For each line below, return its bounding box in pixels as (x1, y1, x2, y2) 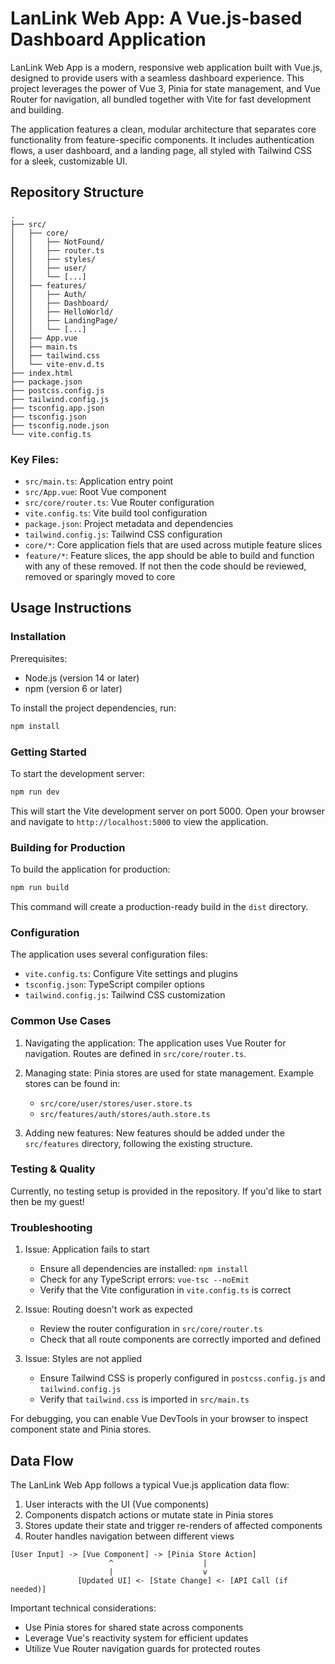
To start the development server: (10, 767, 146, 779)
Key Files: (10, 452, 60, 466)
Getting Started (10, 745, 87, 759)
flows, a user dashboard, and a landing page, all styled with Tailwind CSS (10, 144, 312, 156)
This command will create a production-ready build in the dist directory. (10, 900, 309, 912)
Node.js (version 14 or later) (24, 672, 140, 684)
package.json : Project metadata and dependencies (24, 518, 234, 530)
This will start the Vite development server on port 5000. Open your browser (10, 805, 326, 817)
